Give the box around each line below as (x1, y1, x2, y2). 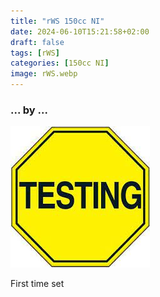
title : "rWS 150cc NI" (10, 16, 105, 26)
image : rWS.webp (10, 69, 78, 79)
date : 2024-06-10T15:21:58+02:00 (10, 26, 150, 37)
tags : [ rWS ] (10, 48, 60, 58)
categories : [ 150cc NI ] (10, 58, 110, 69)
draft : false (10, 37, 65, 47)
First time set (10, 278, 65, 290)
